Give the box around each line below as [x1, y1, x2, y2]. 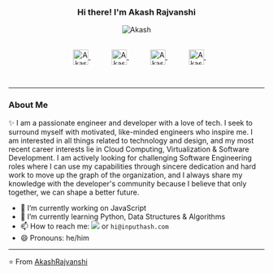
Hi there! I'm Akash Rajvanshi [76, 6, 197, 18]
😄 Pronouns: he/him [19, 233, 89, 242]
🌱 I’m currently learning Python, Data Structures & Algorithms [19, 212, 226, 221]
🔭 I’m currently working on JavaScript [19, 203, 147, 212]
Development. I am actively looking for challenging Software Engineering [8, 152, 252, 162]
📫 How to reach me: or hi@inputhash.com [19, 221, 169, 231]
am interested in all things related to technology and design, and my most [8, 135, 254, 145]
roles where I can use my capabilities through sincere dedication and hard [8, 161, 257, 171]
